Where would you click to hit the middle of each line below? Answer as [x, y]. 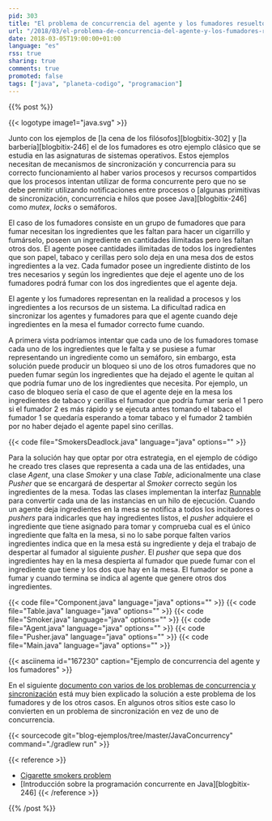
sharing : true [32, 62]
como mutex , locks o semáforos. [63, 206]
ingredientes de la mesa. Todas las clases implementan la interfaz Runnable [135, 491]
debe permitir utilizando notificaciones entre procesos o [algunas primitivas [134, 189]
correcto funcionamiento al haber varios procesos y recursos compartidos [132, 172]
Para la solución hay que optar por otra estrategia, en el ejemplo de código [133, 457]
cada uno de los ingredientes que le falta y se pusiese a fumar [112, 348]
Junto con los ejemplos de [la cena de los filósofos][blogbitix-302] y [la [127, 138]
